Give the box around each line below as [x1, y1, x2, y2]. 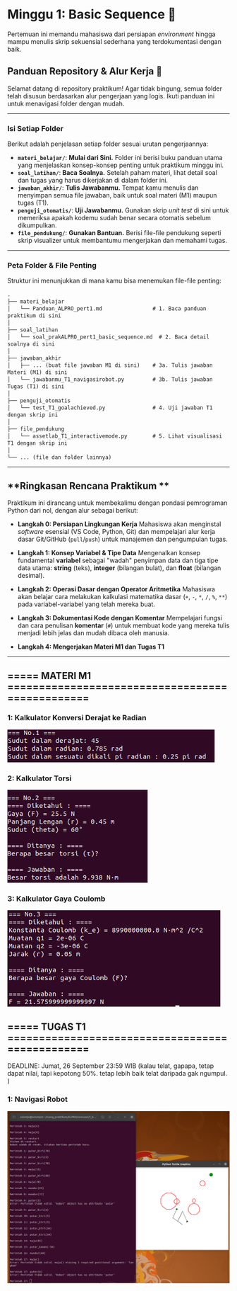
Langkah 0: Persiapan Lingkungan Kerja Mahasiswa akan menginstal [17, 520, 221, 528]
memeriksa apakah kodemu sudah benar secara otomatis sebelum [17, 214, 212, 222]
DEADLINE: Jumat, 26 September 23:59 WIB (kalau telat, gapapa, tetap [7, 1062, 214, 1070]
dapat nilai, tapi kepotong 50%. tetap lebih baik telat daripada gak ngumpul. [7, 1069, 228, 1078]
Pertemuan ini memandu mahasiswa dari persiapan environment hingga [7, 30, 216, 38]
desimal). [17, 571, 44, 580]
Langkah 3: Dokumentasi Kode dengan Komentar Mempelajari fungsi [17, 614, 222, 622]
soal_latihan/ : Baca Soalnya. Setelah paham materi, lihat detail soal [17, 169, 217, 177]
